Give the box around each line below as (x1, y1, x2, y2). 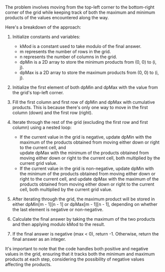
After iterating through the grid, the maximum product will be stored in (12, 196, 155, 202)
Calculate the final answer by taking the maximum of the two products (12, 216, 156, 222)
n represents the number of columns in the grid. (19, 54, 118, 60)
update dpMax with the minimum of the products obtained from (19, 150, 149, 155)
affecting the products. (5, 262, 52, 267)
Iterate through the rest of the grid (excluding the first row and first (12, 119, 148, 125)
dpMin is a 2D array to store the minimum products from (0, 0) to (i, (19, 59, 157, 65)
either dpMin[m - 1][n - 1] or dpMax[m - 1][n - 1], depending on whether (12, 201, 158, 207)
